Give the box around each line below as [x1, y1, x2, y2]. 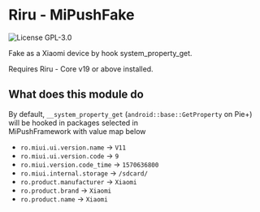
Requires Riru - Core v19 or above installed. [8, 63, 154, 74]
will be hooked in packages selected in [8, 118, 139, 128]
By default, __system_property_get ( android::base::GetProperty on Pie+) [8, 109, 253, 119]
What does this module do [8, 88, 144, 102]
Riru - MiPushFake [8, 6, 136, 24]
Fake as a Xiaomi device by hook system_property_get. [8, 48, 193, 58]
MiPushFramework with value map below [8, 126, 146, 136]
